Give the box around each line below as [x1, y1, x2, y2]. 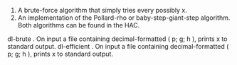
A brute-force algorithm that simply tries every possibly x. [17, 6, 187, 14]
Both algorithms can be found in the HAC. [17, 21, 140, 29]
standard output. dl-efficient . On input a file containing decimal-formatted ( [7, 42, 229, 50]
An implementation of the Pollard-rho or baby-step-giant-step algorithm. [17, 13, 231, 22]
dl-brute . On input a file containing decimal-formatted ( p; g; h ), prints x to [7, 35, 228, 43]
